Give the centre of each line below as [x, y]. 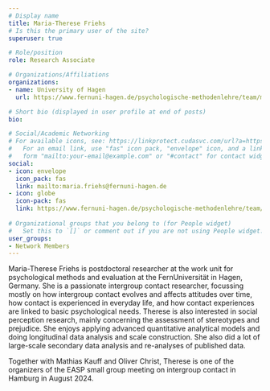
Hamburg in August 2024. [51, 378]
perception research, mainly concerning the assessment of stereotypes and [134, 320]
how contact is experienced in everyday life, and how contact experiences [131, 303]
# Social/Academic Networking [59, 134]
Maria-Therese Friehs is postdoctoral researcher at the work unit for [121, 269]
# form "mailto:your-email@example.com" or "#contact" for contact [127, 156]
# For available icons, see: [57, 142]
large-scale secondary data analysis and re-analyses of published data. [127, 346]
